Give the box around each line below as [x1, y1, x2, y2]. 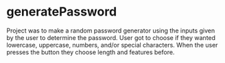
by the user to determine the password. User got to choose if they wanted [6, 33, 216, 41]
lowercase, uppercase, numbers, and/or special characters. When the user [6, 41, 218, 49]
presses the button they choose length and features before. [6, 48, 175, 56]
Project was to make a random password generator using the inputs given [6, 26, 215, 35]
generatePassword [6, 4, 117, 20]
